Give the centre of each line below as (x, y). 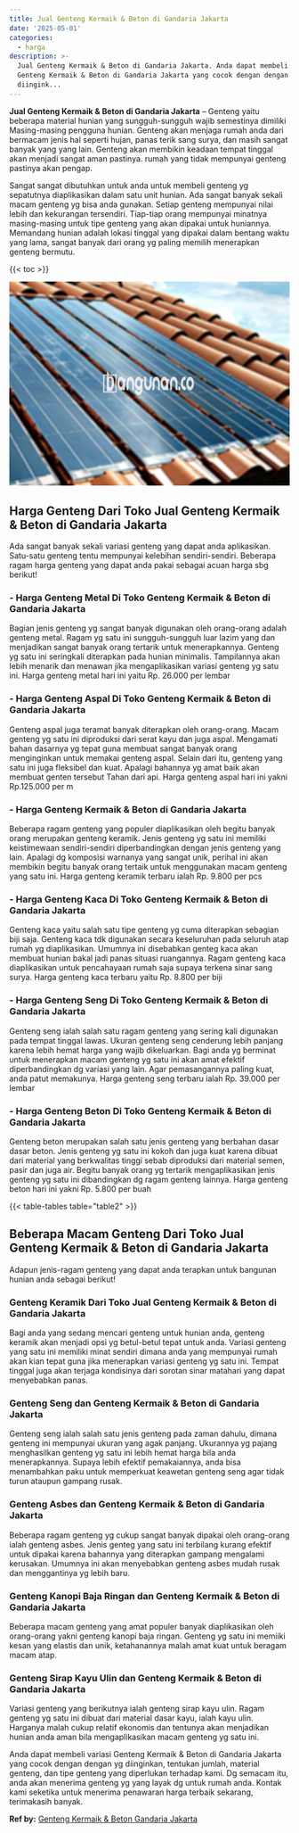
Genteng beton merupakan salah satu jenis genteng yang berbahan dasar (144, 1141)
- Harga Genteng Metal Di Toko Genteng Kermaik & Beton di (140, 598)
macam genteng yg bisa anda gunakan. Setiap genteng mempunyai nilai (141, 204)
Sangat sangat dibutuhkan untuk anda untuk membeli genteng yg (129, 185)
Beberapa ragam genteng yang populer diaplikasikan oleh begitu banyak (142, 829)
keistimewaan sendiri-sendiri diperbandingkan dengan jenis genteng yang (145, 847)
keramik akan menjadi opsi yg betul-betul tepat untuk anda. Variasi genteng (148, 1342)
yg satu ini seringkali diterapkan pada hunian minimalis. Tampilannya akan (145, 656)
